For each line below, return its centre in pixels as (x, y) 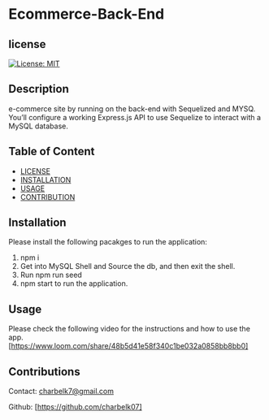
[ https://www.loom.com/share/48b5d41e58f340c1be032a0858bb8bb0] (128, 346)
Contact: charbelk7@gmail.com (61, 392)
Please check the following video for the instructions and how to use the (129, 329)
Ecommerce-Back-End (87, 14)
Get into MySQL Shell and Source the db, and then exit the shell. (128, 266)
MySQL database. (39, 126)
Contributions (44, 372)
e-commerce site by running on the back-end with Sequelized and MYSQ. (132, 108)
